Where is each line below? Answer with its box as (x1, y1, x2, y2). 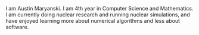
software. (5, 23, 29, 30)
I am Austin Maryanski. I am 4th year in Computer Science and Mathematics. (5, 5, 194, 12)
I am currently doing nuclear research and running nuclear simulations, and (5, 11, 190, 18)
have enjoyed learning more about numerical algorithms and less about (5, 17, 180, 24)
